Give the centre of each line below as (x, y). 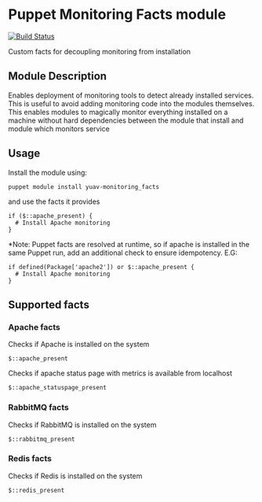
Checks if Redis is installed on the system (75, 476)
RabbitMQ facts (38, 408)
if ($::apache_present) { (50, 216)
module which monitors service (59, 128)
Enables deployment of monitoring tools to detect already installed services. (131, 95)
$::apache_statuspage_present (58, 388)
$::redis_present (36, 490)
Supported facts (49, 305)
